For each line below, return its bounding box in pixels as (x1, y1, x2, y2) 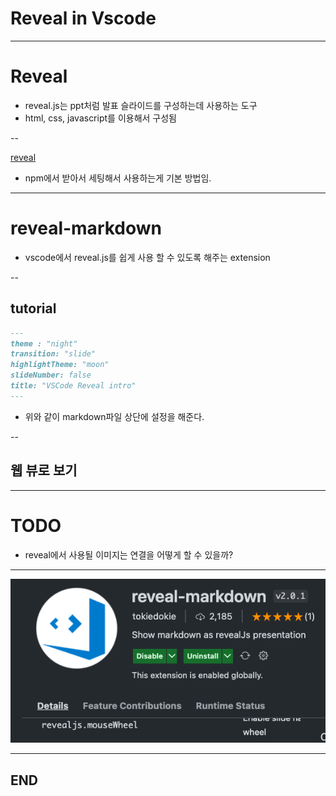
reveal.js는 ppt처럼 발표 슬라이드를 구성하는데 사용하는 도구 (24, 99, 258, 111)
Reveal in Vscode (10, 7, 157, 30)
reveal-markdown (10, 217, 163, 240)
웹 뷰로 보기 (10, 462, 78, 479)
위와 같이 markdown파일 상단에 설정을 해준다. (24, 410, 205, 422)
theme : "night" (10, 338, 78, 349)
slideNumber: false (10, 370, 92, 381)
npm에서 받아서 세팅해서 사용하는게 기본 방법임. (24, 172, 212, 184)
